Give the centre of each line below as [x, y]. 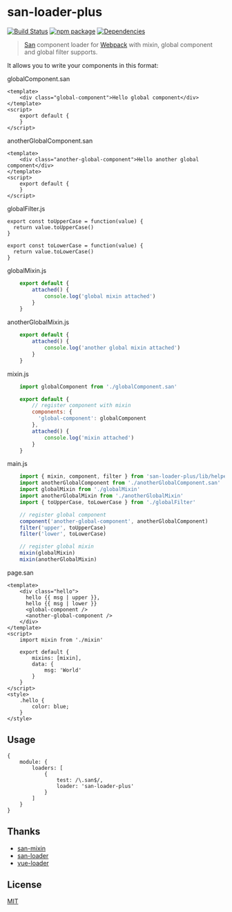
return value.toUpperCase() [54, 227]
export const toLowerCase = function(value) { [75, 245]
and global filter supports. [61, 52]
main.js [17, 464]
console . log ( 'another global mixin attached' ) [112, 348]
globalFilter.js [26, 208]
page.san [20, 573]
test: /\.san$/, [80, 780]
